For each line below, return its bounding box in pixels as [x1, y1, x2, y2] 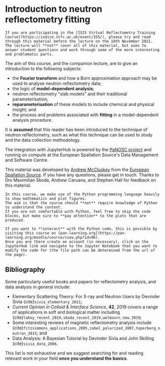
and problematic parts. [5, 52, 54, 57]
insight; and [12, 106, 36, 112]
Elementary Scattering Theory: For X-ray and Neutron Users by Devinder [12, 293, 160, 299]
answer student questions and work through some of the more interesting [5, 47, 160, 52]
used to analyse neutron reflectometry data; [12, 80, 102, 86]
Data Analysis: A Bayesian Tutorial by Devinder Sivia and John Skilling [12, 335, 154, 341]
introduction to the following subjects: [5, 66, 82, 71]
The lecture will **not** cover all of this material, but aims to [5, 43, 147, 48]
